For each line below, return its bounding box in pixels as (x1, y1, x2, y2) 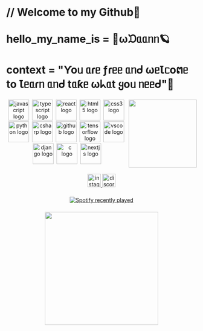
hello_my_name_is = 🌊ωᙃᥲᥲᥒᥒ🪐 (6, 33, 170, 46)
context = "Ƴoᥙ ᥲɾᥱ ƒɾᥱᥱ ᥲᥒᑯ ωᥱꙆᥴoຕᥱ (6, 63, 188, 77)
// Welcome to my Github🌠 (6, 5, 141, 19)
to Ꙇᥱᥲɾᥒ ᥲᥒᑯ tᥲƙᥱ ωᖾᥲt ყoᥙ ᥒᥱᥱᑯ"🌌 (6, 78, 175, 91)
